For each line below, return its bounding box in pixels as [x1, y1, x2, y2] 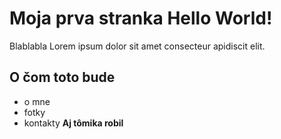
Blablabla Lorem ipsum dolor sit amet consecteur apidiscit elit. [9, 40, 266, 52]
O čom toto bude [9, 69, 116, 86]
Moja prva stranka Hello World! [9, 7, 273, 30]
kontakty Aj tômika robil [23, 117, 124, 129]
